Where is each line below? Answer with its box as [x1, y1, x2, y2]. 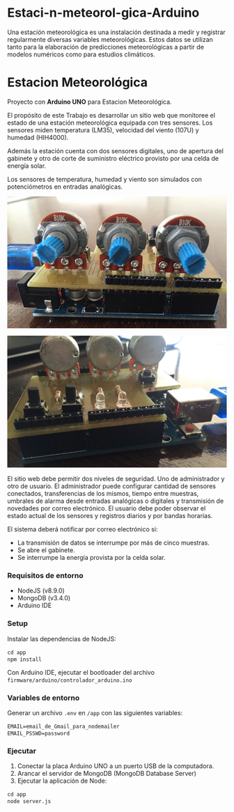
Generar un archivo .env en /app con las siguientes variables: [7, 708, 183, 717]
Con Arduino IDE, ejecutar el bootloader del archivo [7, 668, 155, 676]
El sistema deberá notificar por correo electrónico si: [7, 525, 158, 533]
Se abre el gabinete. [17, 546, 75, 554]
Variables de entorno [7, 693, 80, 703]
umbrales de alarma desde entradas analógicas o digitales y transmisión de [7, 497, 224, 506]
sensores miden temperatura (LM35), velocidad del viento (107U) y [7, 125, 200, 134]
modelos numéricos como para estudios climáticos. [7, 50, 155, 58]
